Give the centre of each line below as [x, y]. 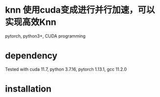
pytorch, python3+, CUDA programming [45, 36]
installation [28, 89]
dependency [31, 56]
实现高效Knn [31, 22]
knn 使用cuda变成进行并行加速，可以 [80, 10]
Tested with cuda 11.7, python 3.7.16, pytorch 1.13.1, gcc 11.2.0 [66, 69]
